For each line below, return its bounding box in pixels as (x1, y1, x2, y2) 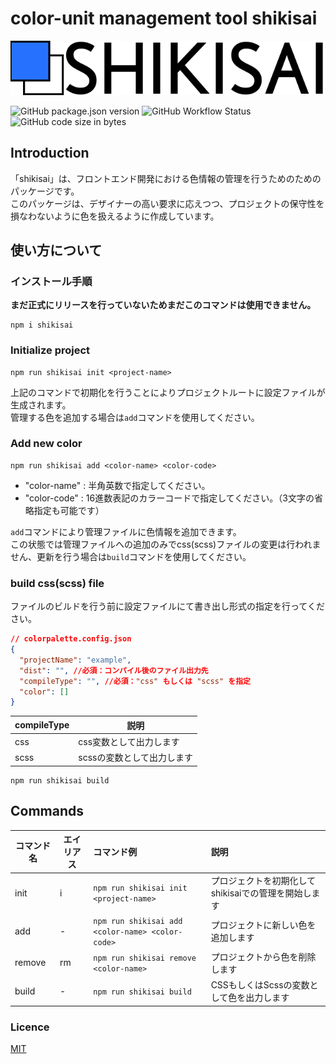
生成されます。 (10, 398, 72, 411)
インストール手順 (10, 274, 93, 288)
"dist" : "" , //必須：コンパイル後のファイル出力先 (19, 665, 209, 676)
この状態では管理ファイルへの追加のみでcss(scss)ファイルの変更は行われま (10, 538, 322, 550)
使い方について (10, 242, 103, 259)
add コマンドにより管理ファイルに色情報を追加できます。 (10, 525, 242, 537)
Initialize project (10, 343, 91, 357)
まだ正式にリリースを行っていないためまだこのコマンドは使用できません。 (10, 299, 317, 311)
